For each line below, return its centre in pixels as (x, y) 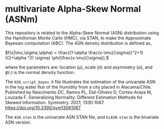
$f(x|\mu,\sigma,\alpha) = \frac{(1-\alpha (46, 53)
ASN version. (18, 122)
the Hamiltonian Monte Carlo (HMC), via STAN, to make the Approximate (78, 38)
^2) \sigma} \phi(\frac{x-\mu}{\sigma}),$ (68, 57)
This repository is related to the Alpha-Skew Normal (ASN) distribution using (82, 33)
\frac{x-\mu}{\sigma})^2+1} (116, 53)
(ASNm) (22, 19)
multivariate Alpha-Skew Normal (73, 9)
